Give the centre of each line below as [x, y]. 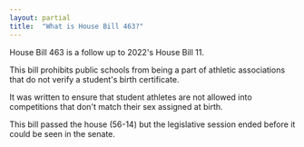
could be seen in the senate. [63, 133]
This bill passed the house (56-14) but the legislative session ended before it [152, 124]
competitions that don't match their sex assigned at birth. [117, 106]
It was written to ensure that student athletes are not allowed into [131, 97]
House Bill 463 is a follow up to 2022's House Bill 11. [107, 52]
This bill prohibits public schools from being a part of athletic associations [147, 70]
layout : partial [40, 18]
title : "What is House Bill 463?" [77, 26]
